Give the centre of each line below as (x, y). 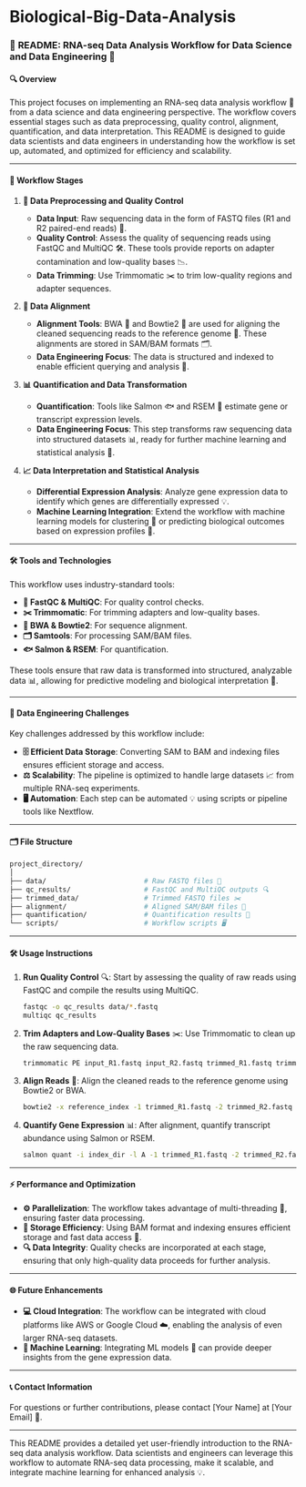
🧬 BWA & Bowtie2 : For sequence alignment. (105, 625)
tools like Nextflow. (58, 811)
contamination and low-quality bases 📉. (112, 261)
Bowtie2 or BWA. (54, 1090)
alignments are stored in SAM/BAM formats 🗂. (124, 343)
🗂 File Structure (41, 841)
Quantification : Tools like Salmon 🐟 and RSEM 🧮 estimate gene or (162, 406)
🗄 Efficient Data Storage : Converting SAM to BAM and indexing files (151, 751)
